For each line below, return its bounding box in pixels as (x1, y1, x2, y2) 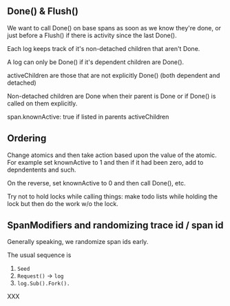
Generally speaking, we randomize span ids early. (7, 238, 149, 246)
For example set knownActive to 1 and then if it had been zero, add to (7, 158, 204, 166)
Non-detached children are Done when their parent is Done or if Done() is (7, 92, 216, 100)
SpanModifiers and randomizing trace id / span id (7, 220, 224, 232)
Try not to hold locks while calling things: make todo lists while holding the (7, 192, 218, 201)
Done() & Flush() (7, 6, 79, 17)
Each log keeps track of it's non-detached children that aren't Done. (7, 44, 200, 52)
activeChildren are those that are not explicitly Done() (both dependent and (7, 71, 220, 79)
